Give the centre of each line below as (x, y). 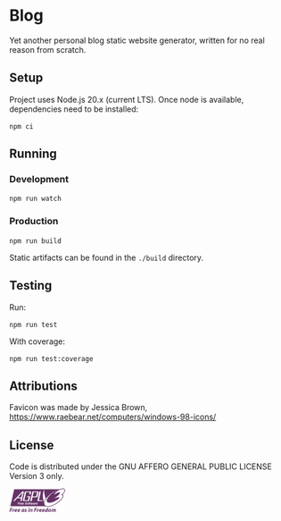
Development (39, 180)
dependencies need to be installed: (74, 109)
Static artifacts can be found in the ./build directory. (106, 257)
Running (33, 154)
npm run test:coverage (51, 358)
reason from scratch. (48, 49)
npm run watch (36, 199)
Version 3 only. (37, 476)
